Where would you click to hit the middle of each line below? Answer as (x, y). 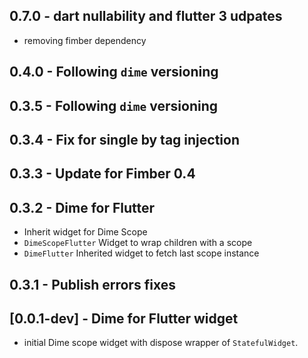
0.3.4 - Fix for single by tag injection (124, 139)
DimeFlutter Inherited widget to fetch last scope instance (141, 253)
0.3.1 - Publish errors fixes (92, 284)
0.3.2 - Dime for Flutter (82, 207)
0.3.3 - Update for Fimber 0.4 (102, 174)
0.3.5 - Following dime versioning (114, 105)
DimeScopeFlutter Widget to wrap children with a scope (138, 243)
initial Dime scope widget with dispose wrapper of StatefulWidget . (161, 343)
